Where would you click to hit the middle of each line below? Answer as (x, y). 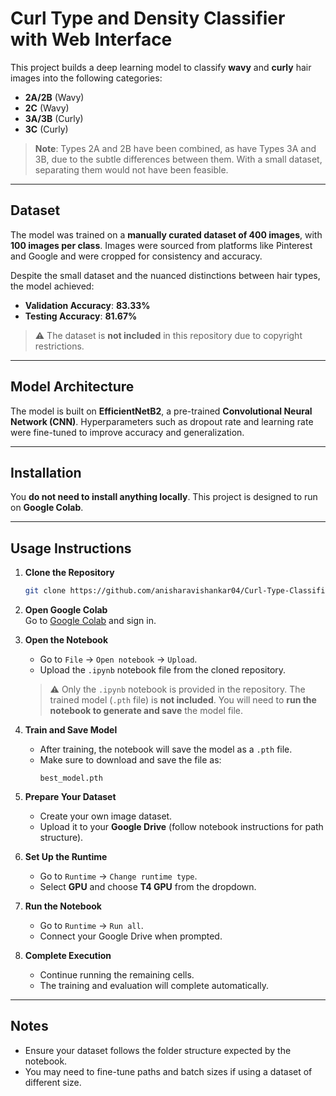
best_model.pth (71, 778)
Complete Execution (68, 956)
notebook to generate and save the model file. (146, 711)
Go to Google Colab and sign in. (90, 621)
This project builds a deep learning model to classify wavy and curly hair (161, 67)
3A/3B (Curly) (54, 118)
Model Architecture (72, 387)
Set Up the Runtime (66, 857)
